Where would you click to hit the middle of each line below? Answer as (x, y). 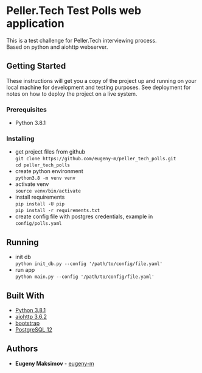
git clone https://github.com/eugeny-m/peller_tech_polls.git (96, 159)
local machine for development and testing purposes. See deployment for (99, 87)
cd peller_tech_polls (42, 165)
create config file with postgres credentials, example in (84, 216)
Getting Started (36, 66)
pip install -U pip (40, 204)
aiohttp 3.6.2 (31, 316)
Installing (20, 138)
